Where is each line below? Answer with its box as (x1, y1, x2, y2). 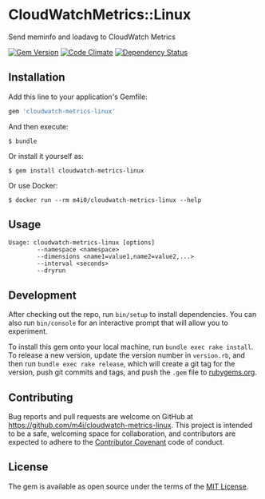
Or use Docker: (8, 180, 58, 190)
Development (8, 288, 77, 302)
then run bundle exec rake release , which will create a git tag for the (8, 359, 235, 369)
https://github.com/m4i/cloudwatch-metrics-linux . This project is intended (8, 421, 253, 430)
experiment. (8, 327, 48, 336)
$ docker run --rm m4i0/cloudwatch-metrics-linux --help (8, 196, 202, 204)
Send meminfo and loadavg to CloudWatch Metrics (8, 32, 176, 42)
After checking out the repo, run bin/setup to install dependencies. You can (8, 310, 257, 319)
